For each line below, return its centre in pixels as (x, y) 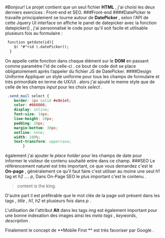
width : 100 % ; (27, 137)
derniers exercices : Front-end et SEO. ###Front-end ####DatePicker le (78, 12)
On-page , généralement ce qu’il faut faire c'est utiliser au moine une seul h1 (82, 171)
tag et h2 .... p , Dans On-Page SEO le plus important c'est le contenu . (76, 177)
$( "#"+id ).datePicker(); (41, 47)
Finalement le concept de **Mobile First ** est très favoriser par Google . (80, 230)
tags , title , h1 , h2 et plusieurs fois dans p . (48, 201)
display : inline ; (32, 110)
